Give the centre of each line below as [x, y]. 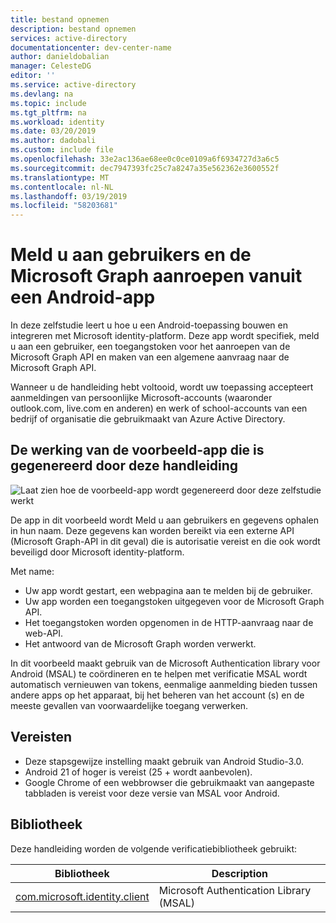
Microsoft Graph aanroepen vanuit [156, 276]
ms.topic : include [48, 103]
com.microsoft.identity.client [82, 896]
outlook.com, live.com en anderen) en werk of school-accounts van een [159, 408]
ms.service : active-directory [73, 85]
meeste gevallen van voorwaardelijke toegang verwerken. [129, 705]
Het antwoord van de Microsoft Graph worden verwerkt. [140, 643]
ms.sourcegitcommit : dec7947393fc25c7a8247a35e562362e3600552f [145, 168]
